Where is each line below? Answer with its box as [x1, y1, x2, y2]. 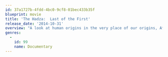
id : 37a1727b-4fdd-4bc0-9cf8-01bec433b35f [5, 7, 95, 12]
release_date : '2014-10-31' [5, 21, 64, 26]
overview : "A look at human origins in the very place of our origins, [5, 26, 157, 31]
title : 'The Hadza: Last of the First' [5, 16, 91, 21]
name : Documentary [14, 44, 52, 49]
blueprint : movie [5, 12, 41, 17]
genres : [5, 30, 21, 35]
